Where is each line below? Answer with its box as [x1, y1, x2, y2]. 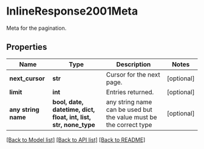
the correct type [106, 120, 152, 129]
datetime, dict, [52, 105, 95, 114]
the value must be [106, 113, 157, 121]
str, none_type [52, 120, 95, 129]
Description [116, 60, 151, 68]
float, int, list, [52, 113, 91, 121]
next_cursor [9, 74, 46, 83]
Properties [6, 42, 47, 52]
